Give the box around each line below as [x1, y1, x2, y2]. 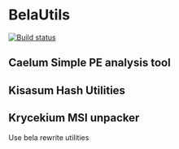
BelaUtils [8, 6, 71, 24]
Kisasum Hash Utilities [8, 83, 126, 97]
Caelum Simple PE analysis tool [8, 56, 171, 70]
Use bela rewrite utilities [8, 132, 89, 143]
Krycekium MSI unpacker [8, 111, 140, 125]
